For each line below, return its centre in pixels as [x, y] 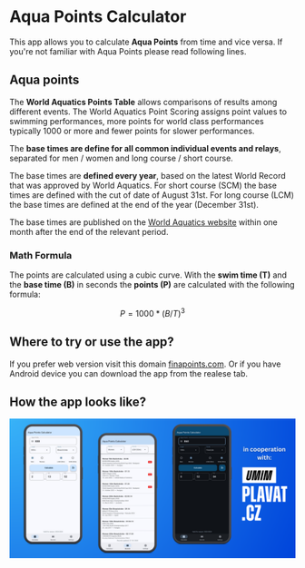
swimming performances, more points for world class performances [137, 121]
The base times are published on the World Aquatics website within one [144, 222]
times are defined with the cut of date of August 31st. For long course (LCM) [152, 195]
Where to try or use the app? [92, 342]
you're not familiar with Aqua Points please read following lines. [128, 51]
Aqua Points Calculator [98, 17]
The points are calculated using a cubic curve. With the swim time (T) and [148, 275]
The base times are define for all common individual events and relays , [145, 148]
